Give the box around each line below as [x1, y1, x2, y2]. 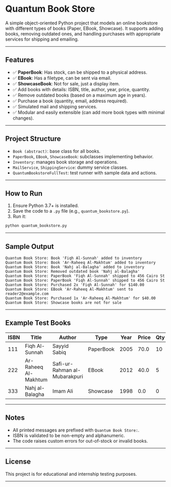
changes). [12, 115, 34, 121]
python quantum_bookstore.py [5, 223, 67, 228]
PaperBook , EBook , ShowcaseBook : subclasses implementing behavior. [12, 153, 154, 159]
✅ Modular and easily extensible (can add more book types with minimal [12, 109, 165, 115]
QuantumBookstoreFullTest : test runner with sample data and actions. [12, 169, 157, 176]
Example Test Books [5, 319, 71, 327]
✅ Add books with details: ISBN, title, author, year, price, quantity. [12, 86, 150, 92]
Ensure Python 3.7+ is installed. [12, 203, 79, 209]
